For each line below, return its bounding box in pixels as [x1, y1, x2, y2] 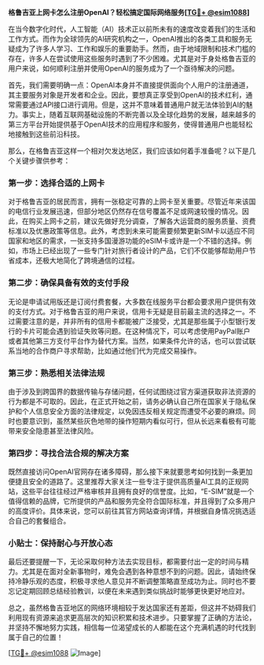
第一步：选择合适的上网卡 [8, 177, 105, 188]
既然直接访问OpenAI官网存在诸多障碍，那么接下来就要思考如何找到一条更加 [8, 467, 253, 476]
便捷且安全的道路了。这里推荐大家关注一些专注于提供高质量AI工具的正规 [8, 477, 242, 487]
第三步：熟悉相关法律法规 [8, 367, 105, 378]
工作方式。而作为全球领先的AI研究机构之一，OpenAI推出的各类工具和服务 [8, 35, 246, 43]
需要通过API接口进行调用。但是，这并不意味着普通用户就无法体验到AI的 [14, 100, 246, 109]
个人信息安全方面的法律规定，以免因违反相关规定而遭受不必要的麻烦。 [21, 406, 249, 416]
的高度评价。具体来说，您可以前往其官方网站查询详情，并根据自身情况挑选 [8, 506, 249, 516]
